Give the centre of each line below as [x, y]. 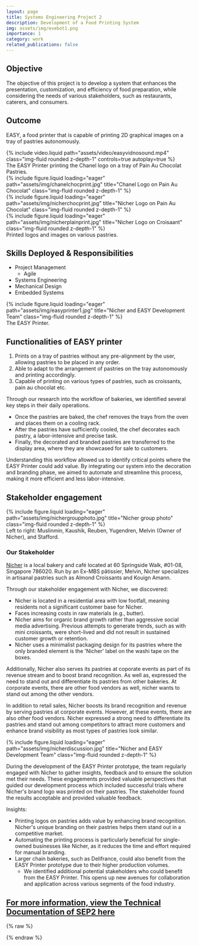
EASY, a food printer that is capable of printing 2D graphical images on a [95, 135]
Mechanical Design [38, 286]
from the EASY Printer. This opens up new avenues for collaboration [107, 878]
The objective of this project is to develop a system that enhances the [91, 83]
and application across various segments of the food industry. [99, 884]
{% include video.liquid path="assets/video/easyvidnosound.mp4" [88, 152]
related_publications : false [42, 45]
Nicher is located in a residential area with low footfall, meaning [92, 601]
